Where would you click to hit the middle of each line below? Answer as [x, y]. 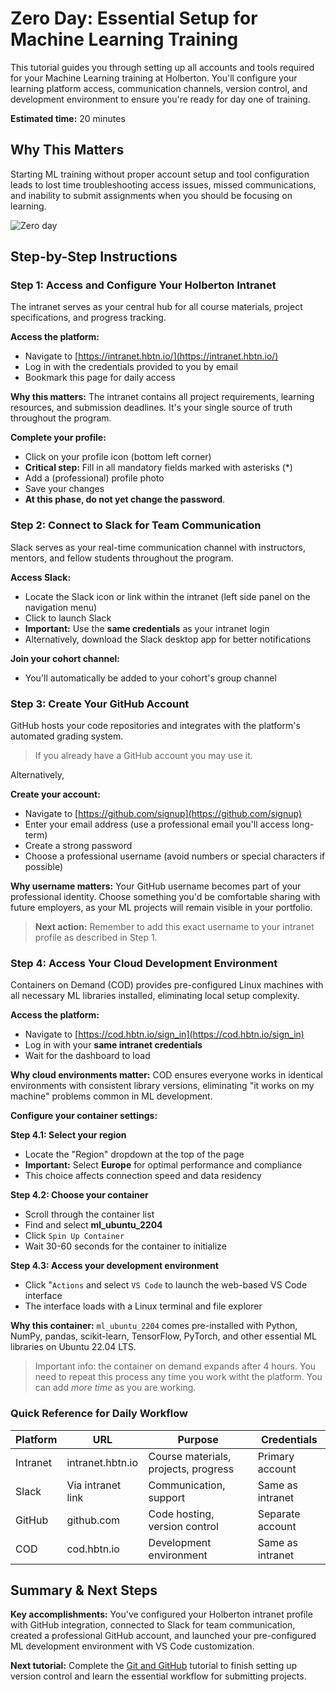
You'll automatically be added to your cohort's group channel [150, 678]
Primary [276, 1456]
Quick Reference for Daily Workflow [99, 1414]
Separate [279, 1514]
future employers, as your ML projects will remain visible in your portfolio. [161, 908]
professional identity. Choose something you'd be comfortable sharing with [165, 897]
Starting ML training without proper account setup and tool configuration [160, 174]
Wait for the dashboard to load [87, 1056]
